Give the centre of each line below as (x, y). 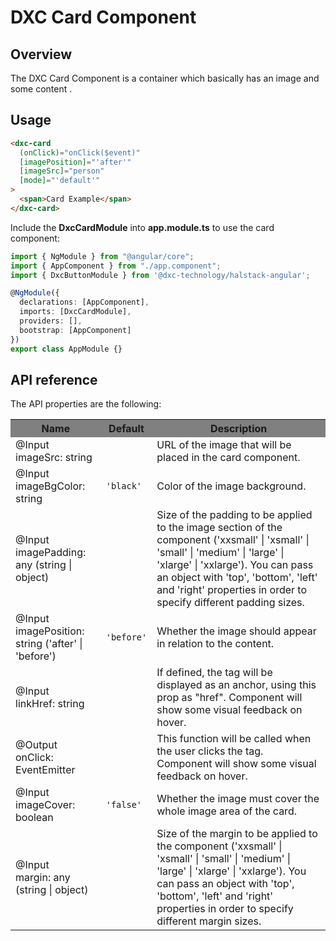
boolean (34, 818)
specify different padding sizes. (230, 603)
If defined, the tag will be (214, 673)
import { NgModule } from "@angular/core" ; (102, 256)
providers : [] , (51, 321)
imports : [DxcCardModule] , (75, 312)
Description (238, 429)
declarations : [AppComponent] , (84, 302)
